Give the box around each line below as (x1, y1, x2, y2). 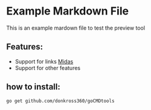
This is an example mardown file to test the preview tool (6, 24, 146, 31)
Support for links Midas (14, 57, 74, 65)
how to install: (6, 82, 60, 92)
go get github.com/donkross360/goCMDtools (6, 98, 115, 104)
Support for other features (14, 64, 80, 71)
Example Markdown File (6, 4, 129, 18)
